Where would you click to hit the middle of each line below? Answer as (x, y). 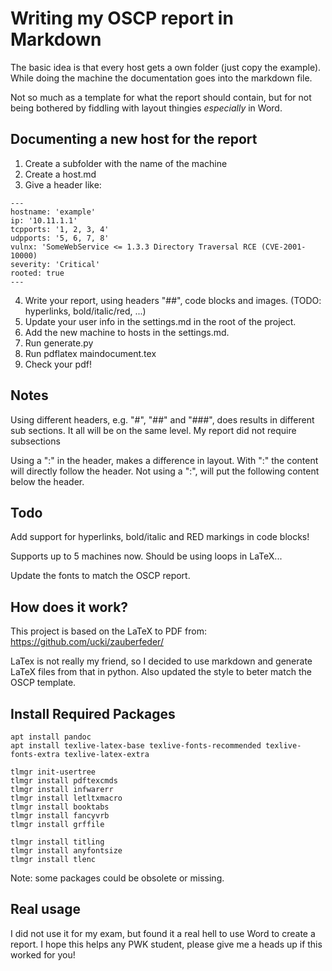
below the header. (47, 481)
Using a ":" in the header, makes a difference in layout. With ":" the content (164, 460)
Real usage (45, 909)
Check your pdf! (58, 364)
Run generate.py (59, 343)
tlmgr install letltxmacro (66, 798)
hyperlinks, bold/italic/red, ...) (85, 311)
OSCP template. (43, 683)
